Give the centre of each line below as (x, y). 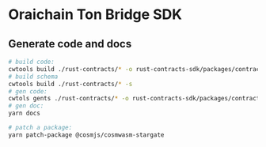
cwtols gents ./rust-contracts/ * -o (68, 99)
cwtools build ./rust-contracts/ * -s (70, 84)
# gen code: (28, 91)
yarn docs (25, 113)
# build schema (33, 77)
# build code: (32, 62)
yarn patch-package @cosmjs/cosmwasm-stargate (86, 135)
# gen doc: (26, 106)
